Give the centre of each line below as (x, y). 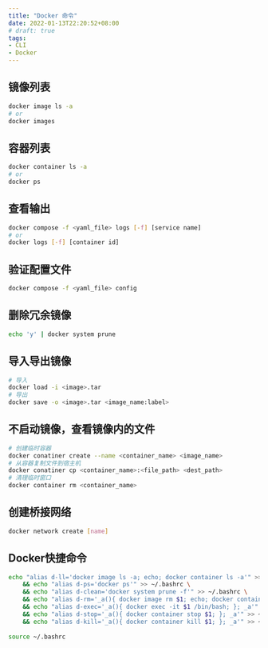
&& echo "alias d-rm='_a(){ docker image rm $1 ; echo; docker (128, 600)
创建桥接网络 (40, 512)
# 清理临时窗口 (30, 478)
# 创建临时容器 (30, 448)
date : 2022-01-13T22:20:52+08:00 (64, 23)
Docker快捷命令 (48, 558)
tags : (17, 38)
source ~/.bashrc (37, 637)
